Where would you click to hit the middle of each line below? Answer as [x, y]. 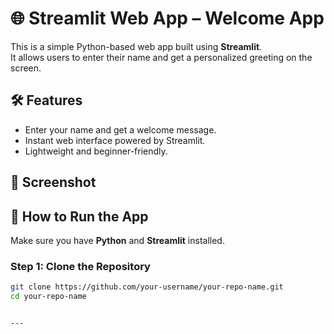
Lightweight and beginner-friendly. [96, 151]
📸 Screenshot [53, 182]
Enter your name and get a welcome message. [120, 129]
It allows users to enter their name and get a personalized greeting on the [161, 57]
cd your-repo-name [48, 297]
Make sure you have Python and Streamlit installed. [117, 240]
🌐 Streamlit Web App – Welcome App [167, 18]
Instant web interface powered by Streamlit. [115, 140]
